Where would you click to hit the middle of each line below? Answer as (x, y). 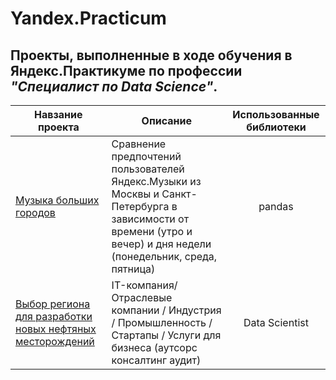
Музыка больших (57, 200)
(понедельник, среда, (164, 256)
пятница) (133, 269)
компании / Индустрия (166, 310)
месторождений (55, 341)
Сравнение (139, 144)
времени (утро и (152, 231)
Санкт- (179, 194)
